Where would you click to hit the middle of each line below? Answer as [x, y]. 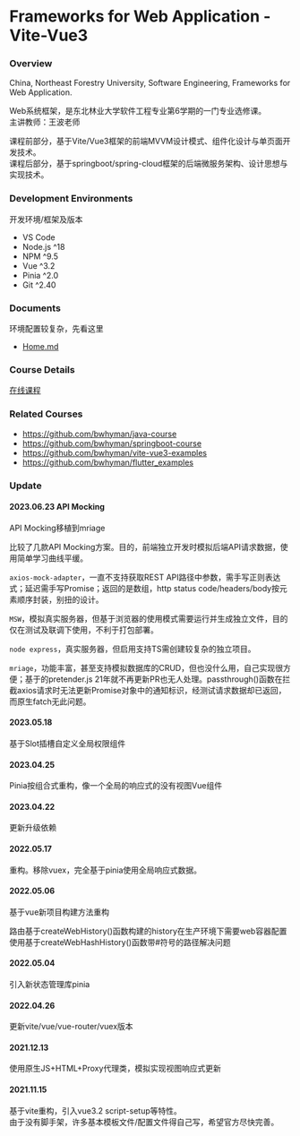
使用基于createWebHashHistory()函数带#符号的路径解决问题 [120, 942]
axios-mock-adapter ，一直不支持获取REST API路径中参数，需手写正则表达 [145, 577]
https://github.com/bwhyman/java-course [99, 434]
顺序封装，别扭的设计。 [60, 599]
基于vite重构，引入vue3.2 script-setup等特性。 [95, 1110]
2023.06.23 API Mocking [57, 507]
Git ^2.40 [39, 285]
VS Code [39, 237]
